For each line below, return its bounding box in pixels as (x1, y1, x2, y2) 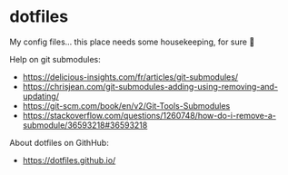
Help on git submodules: (9, 53, 102, 64)
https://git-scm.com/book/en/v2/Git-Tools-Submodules (22, 100, 231, 111)
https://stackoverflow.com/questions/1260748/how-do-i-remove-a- (22, 110, 277, 121)
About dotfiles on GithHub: (9, 137, 109, 148)
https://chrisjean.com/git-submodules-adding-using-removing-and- (22, 81, 279, 92)
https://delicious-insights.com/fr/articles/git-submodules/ (22, 71, 239, 83)
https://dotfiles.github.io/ (22, 154, 116, 165)
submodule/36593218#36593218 (22, 120, 148, 131)
